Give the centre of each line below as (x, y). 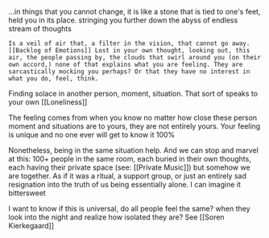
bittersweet (27, 193)
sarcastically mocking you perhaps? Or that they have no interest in (129, 72)
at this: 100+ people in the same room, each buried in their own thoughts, (130, 159)
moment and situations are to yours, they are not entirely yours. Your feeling (134, 126)
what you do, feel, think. (54, 79)
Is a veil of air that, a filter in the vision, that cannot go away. (129, 43)
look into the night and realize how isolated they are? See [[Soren (116, 217)
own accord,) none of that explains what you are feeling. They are (126, 64)
